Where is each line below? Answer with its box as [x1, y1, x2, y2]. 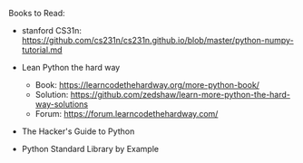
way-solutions [34, 99, 88, 110]
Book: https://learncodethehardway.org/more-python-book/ [34, 80, 260, 90]
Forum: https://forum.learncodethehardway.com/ [34, 109, 219, 119]
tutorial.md [21, 44, 63, 55]
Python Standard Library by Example [21, 144, 160, 154]
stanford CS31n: [21, 25, 83, 35]
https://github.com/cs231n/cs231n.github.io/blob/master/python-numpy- [21, 35, 294, 45]
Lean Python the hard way [21, 62, 121, 72]
